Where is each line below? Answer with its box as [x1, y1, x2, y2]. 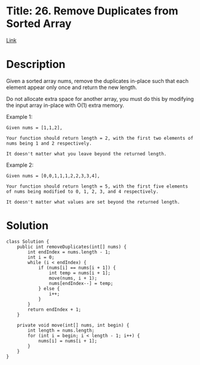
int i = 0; [27, 254, 55, 260]
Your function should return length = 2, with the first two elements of [6, 135, 194, 141]
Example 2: [6, 161, 34, 168]
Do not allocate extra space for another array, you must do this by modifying [6, 95, 194, 102]
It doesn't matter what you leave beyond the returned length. [6, 151, 167, 157]
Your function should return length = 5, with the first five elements [6, 183, 188, 189]
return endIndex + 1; [27, 306, 82, 312]
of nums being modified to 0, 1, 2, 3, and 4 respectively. [6, 188, 159, 195]
